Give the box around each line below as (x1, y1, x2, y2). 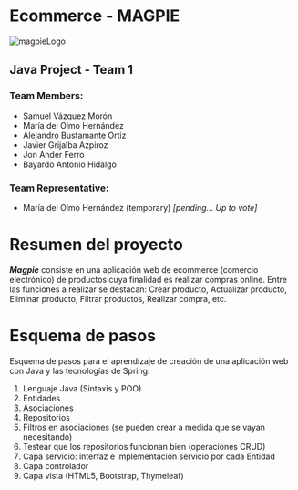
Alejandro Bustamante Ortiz (22, 130, 127, 141)
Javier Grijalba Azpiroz (22, 139, 108, 151)
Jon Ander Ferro (22, 149, 85, 160)
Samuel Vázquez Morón (22, 110, 113, 121)
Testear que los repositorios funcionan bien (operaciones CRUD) (22, 441, 266, 452)
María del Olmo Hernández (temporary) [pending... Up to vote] (22, 202, 258, 213)
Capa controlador (22, 460, 89, 471)
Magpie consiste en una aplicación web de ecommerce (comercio (9, 264, 259, 275)
